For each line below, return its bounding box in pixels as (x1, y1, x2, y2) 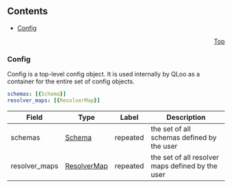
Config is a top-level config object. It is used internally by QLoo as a (7, 70, 200, 79)
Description (166, 112, 206, 122)
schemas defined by (151, 132, 217, 142)
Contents (7, 6, 48, 17)
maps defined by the (151, 161, 217, 171)
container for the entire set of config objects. (7, 77, 135, 85)
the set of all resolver (151, 152, 220, 162)
